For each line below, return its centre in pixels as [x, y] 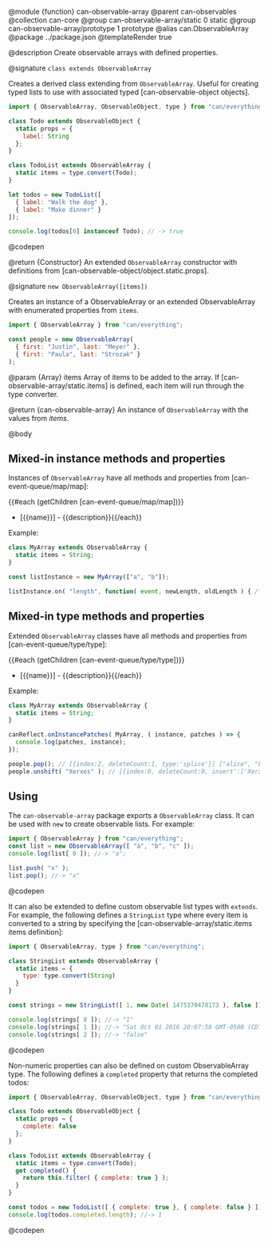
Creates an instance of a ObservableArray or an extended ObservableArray [132, 302]
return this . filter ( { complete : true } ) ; [96, 1178]
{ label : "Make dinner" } [59, 210]
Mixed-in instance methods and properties [117, 459]
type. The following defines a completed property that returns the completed [133, 1074]
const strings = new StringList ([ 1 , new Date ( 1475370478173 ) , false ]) [135, 1005]
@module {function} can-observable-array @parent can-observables [122, 12]
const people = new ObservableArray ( [71, 339]
